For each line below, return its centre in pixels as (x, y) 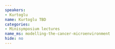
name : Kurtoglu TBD (26, 19)
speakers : (15, 10)
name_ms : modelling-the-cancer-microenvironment (57, 34)
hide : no (14, 39)
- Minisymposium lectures (32, 29)
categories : (17, 24)
